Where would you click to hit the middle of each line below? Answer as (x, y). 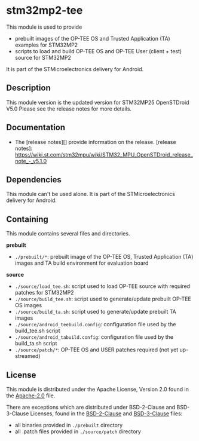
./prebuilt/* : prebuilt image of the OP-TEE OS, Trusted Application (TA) (104, 257)
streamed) (27, 356)
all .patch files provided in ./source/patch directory (78, 431)
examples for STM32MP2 (46, 45)
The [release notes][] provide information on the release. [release (95, 142)
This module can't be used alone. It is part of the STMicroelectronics (91, 194)
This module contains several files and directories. (68, 234)
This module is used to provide (44, 27)
